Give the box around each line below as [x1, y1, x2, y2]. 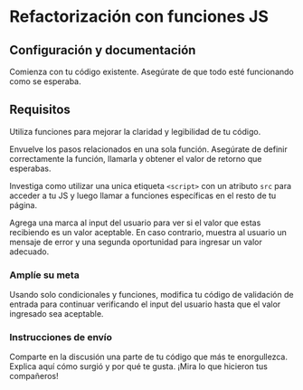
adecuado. [9, 246, 50, 257]
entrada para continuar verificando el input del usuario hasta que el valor [9, 299, 281, 309]
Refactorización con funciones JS [9, 6, 269, 27]
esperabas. [9, 163, 52, 174]
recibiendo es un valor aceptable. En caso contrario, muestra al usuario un [9, 226, 288, 237]
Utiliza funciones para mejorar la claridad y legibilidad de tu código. [9, 126, 261, 137]
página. [9, 199, 38, 210]
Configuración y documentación [9, 43, 196, 58]
